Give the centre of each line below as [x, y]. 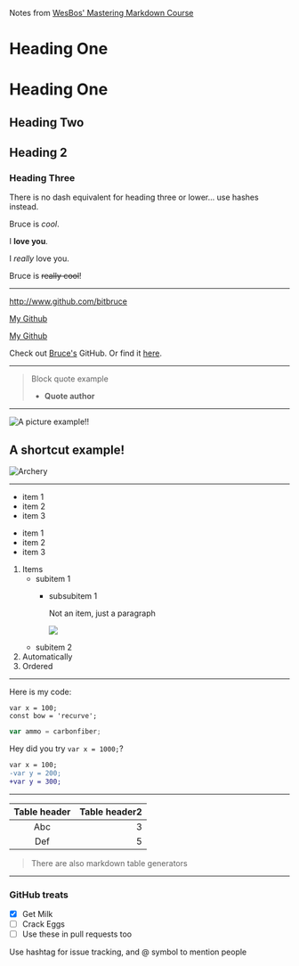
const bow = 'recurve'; [53, 716]
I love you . [29, 241]
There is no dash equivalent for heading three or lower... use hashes [134, 197]
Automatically [47, 657]
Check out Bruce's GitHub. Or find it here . [86, 353]
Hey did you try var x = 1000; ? [66, 749]
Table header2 [111, 812]
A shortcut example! [67, 450]
